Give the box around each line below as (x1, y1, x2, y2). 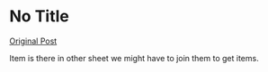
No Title (9, 6, 70, 27)
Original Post (9, 36, 58, 46)
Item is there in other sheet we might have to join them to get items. (9, 52, 259, 63)
